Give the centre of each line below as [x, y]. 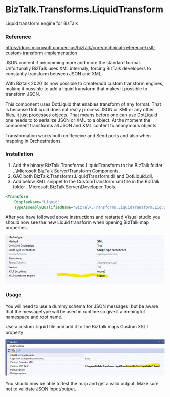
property [14, 332]
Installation [19, 154]
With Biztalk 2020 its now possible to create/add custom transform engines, [84, 84]
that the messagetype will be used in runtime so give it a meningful [75, 311]
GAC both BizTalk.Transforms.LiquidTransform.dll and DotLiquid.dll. [83, 176]
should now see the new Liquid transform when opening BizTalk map [77, 222]
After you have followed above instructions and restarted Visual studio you [83, 217]
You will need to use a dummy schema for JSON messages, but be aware [82, 306]
